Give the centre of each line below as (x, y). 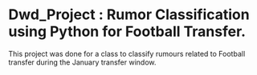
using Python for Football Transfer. (127, 32)
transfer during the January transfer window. (82, 62)
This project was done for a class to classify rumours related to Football (127, 53)
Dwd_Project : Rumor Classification (129, 15)
